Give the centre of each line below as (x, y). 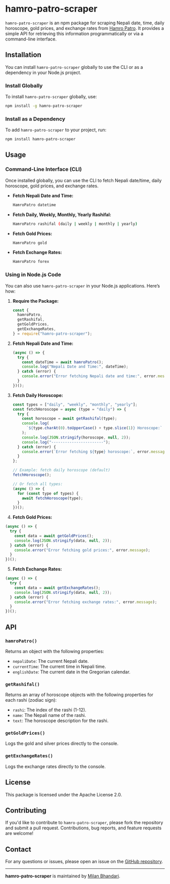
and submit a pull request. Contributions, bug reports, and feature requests (83, 828)
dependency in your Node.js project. (43, 72)
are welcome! (19, 833)
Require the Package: (36, 301)
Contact (18, 849)
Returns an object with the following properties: (55, 651)
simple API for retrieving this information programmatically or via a (74, 33)
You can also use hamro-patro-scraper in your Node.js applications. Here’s (83, 286)
